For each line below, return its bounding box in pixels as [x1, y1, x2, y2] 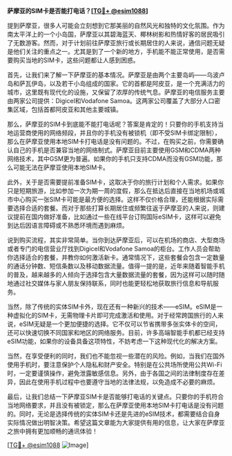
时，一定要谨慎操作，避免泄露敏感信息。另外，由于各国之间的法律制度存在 [7, 370, 219, 377]
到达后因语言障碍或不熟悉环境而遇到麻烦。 [7, 221, 128, 229]
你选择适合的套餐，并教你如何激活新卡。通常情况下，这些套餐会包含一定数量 [7, 253, 225, 262]
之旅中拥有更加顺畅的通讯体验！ [7, 427, 98, 435]
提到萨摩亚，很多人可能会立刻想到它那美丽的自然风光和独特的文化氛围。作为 [7, 21, 225, 30]
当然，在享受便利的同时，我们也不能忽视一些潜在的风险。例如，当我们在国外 [7, 352, 225, 360]
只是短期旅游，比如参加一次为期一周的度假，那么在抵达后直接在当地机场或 [7, 187, 219, 194]
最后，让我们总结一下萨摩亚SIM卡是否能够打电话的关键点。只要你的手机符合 [7, 392, 224, 401]
